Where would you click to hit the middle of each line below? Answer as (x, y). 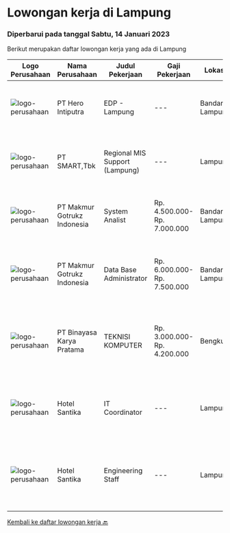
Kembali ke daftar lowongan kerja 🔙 (57, 522)
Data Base (120, 270)
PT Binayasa (77, 332)
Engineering (123, 470)
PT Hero (71, 103)
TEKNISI (117, 337)
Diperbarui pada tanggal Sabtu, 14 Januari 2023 (88, 34)
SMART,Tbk (76, 166)
